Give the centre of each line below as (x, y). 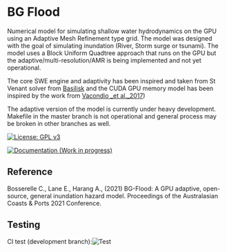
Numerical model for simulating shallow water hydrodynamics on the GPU (112, 31)
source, (18, 196)
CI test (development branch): (50, 241)
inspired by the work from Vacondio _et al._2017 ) (76, 95)
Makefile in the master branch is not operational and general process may (112, 116)
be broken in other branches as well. (59, 123)
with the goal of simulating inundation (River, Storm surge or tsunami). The (113, 45)
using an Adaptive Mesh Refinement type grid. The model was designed (110, 38)
